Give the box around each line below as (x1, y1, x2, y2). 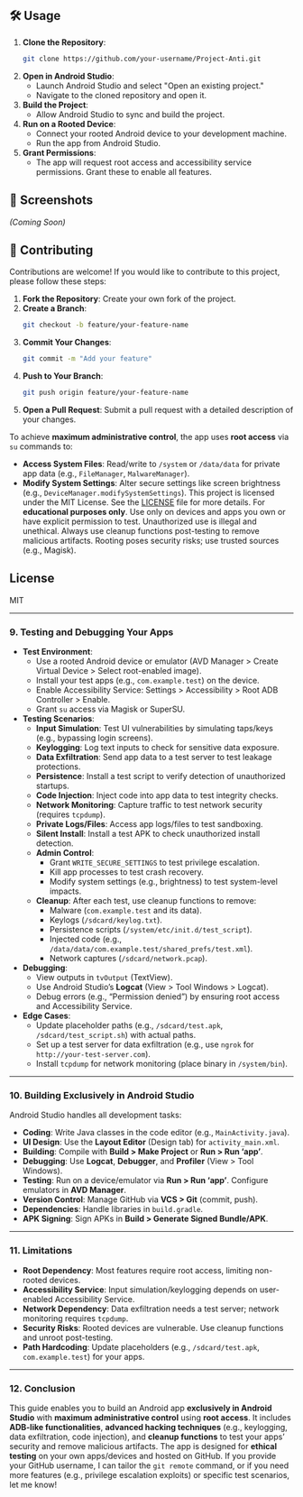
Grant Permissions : (22, 147, 96, 158)
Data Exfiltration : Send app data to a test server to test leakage (35, 752, 272, 763)
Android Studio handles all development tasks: (9, 1109, 182, 1121)
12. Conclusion (9, 1382, 76, 1394)
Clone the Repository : (22, 36, 106, 48)
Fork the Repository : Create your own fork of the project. (22, 293, 236, 305)
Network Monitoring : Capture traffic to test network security (35, 800, 263, 811)
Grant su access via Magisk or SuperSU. (35, 703, 186, 715)
